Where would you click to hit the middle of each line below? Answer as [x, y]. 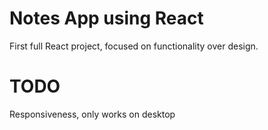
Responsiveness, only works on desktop [92, 114]
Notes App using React [106, 18]
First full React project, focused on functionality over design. [134, 46]
